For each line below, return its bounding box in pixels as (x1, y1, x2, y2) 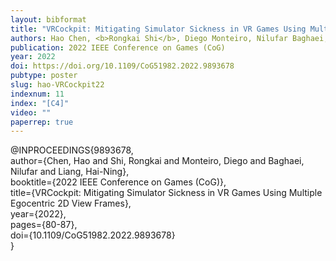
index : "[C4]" (10, 98, 70, 108)
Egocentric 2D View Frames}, (10, 197, 132, 210)
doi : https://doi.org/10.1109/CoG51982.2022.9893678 (10, 61, 235, 71)
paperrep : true (10, 117, 74, 127)
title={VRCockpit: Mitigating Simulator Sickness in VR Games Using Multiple (10, 187, 323, 199)
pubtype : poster (10, 71, 78, 81)
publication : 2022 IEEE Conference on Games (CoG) (10, 42, 226, 53)
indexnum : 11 (10, 89, 65, 99)
